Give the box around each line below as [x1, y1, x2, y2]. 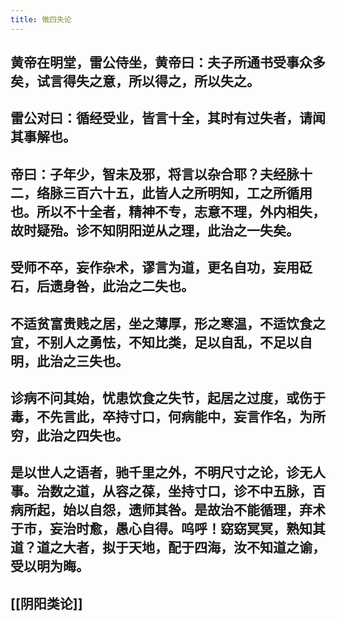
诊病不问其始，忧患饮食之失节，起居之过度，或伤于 [10, 389, 326, 406]
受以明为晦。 [10, 558, 90, 575]
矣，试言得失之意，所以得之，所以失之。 [10, 73, 260, 90]
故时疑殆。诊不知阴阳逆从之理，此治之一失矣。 [10, 222, 300, 239]
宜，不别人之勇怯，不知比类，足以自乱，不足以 [10, 334, 300, 351]
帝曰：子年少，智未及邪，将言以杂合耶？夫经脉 [10, 166, 300, 183]
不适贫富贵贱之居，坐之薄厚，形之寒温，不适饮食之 [10, 315, 326, 332]
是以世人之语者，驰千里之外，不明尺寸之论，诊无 [10, 464, 313, 481]
